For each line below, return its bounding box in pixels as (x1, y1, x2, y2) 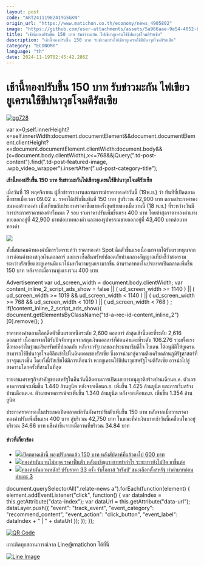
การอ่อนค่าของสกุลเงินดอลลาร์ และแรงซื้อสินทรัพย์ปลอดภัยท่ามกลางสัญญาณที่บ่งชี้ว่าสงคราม (6, 253, 186, 260)
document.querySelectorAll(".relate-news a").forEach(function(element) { (6, 485, 190, 492)
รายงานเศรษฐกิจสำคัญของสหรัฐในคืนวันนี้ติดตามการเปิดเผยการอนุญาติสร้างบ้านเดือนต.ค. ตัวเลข (6, 375, 196, 383)
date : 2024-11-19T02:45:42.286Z (6, 54, 88, 60)
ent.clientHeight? (6, 138, 49, 146)
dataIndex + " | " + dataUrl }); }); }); (6, 517, 94, 524)
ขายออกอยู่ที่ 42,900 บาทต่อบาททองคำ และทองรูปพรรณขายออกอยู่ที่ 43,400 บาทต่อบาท (6, 216, 188, 223)
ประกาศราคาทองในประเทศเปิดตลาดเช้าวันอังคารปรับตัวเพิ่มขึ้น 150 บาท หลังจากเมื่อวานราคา (6, 408, 189, 415)
